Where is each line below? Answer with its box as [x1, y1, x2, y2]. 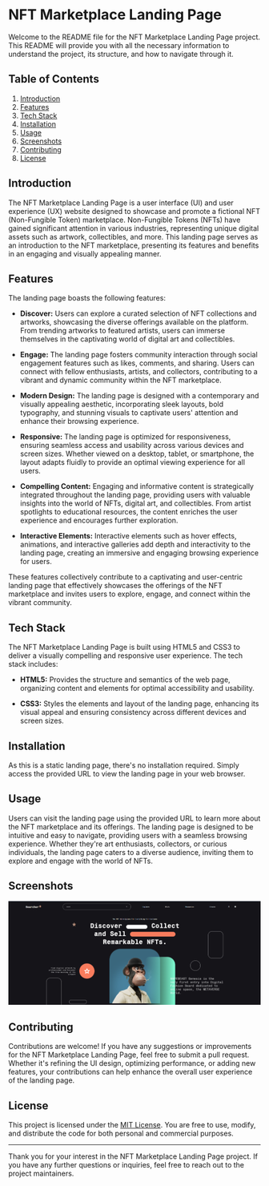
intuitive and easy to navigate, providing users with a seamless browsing [8, 830, 248, 840]
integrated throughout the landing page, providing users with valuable [19, 490, 251, 500]
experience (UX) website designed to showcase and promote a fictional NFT [8, 206, 261, 216]
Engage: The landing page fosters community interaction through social [19, 350, 258, 360]
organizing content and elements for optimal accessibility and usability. [19, 684, 255, 693]
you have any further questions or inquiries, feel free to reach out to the [8, 1160, 245, 1170]
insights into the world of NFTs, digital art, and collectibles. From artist [19, 498, 251, 508]
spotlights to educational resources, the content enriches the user [19, 507, 238, 517]
